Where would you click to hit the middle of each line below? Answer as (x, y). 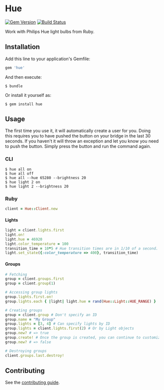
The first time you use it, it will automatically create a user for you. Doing (78, 131)
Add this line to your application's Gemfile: (48, 59)
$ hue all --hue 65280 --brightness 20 (46, 178)
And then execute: (23, 77)
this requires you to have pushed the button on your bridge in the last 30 (78, 136)
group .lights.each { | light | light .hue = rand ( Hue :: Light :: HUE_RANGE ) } (81, 301)
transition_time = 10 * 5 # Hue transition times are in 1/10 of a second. (82, 248)
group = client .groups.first (35, 279)
